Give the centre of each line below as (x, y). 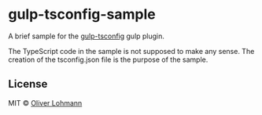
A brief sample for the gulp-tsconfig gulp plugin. (87, 36)
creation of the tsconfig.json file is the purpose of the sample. (108, 59)
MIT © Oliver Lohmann (45, 102)
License (28, 84)
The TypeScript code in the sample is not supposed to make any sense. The (131, 51)
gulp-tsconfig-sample (82, 14)
